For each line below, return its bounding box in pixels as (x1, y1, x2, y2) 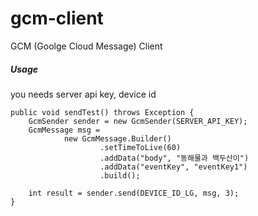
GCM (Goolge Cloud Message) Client (10, 40, 163, 52)
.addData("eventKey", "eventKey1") (99, 162, 248, 172)
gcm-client (10, 7, 104, 30)
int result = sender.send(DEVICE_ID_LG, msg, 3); (28, 188, 240, 198)
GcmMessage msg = (28, 125, 101, 135)
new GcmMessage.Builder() (63, 133, 172, 144)
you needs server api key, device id (10, 88, 157, 100)
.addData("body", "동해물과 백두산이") (99, 153, 250, 163)
